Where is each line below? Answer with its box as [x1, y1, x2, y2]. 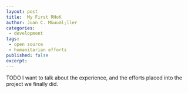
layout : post [6, 8, 38, 15]
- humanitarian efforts [8, 47, 67, 53]
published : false [6, 52, 49, 58]
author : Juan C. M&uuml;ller [6, 19, 78, 25]
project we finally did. [6, 80, 59, 87]
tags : [6, 36, 19, 42]
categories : [6, 25, 35, 31]
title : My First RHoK [6, 14, 62, 20]
